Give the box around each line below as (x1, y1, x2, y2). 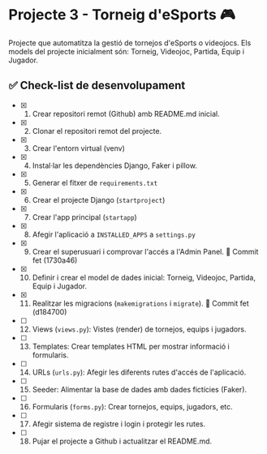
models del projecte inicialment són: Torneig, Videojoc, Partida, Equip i (8, 46, 245, 56)
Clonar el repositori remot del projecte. (32, 126, 162, 135)
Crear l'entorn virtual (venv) (32, 143, 126, 153)
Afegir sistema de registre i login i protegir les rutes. (32, 418, 206, 429)
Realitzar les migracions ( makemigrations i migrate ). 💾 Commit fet (32, 298, 249, 308)
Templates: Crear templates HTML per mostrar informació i (32, 341, 230, 351)
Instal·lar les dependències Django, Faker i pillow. (32, 161, 197, 170)
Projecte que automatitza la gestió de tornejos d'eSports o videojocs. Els (8, 37, 252, 48)
